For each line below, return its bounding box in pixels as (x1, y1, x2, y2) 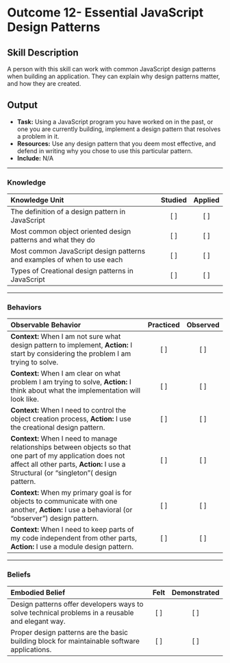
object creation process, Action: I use (10, 414, 131, 423)
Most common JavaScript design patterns (10, 246, 146, 256)
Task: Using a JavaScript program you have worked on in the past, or (16, 117, 214, 126)
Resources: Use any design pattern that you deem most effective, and (16, 139, 216, 148)
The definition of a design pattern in (10, 207, 126, 217)
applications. (10, 644, 52, 654)
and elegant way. (10, 616, 66, 626)
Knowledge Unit (10, 196, 64, 205)
